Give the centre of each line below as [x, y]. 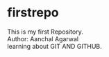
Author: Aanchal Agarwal [43, 38]
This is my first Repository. [45, 32]
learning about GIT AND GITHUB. [54, 46]
